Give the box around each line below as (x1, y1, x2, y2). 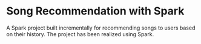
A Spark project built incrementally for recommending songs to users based (6, 24, 196, 31)
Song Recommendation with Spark (6, 4, 185, 18)
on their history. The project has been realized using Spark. (6, 30, 154, 37)
